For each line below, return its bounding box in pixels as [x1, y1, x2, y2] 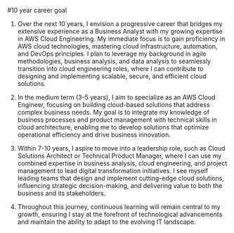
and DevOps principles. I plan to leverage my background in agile [17, 49, 207, 58]
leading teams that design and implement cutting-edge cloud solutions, [17, 174, 225, 182]
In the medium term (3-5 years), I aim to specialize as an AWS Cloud [17, 93, 216, 101]
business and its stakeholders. [17, 189, 106, 197]
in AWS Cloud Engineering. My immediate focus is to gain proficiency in [17, 34, 226, 43]
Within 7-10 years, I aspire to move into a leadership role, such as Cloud [17, 144, 226, 152]
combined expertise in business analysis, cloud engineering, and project [17, 159, 228, 168]
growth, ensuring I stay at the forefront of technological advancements [17, 210, 223, 218]
